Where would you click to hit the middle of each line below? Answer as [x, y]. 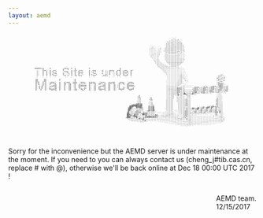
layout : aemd [30, 15]
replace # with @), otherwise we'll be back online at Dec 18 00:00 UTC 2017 [131, 168]
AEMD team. [236, 198]
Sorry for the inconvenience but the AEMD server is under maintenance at [128, 151]
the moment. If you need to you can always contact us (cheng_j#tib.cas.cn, [130, 159]
